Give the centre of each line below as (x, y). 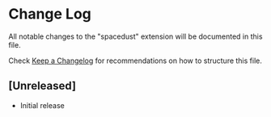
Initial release (42, 105)
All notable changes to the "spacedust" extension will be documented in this (135, 36)
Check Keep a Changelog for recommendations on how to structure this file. (135, 61)
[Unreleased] (42, 86)
